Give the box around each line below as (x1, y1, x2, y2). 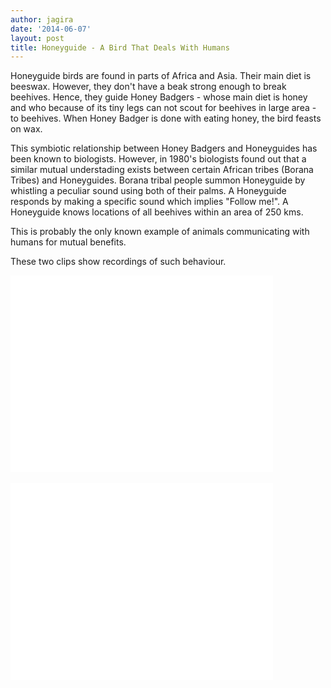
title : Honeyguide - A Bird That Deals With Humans (10, 42, 230, 53)
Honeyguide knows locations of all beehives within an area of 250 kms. (10, 206, 304, 218)
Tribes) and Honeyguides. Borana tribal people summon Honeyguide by (10, 174, 306, 186)
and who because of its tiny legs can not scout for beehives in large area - (10, 102, 317, 114)
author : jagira (10, 14, 74, 25)
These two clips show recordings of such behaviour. (10, 256, 227, 268)
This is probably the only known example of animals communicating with (10, 226, 310, 238)
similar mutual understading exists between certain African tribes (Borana (10, 164, 314, 176)
